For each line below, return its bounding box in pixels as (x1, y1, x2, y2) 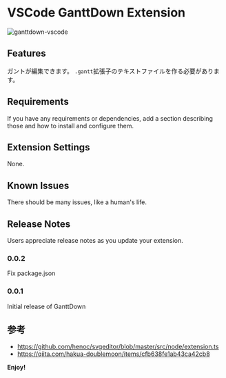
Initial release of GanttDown (7, 302, 86, 310)
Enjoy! (7, 364, 26, 372)
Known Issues (7, 179, 70, 191)
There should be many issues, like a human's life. (7, 198, 147, 206)
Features (7, 48, 46, 59)
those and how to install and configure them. (7, 121, 134, 130)
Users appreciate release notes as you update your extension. (7, 237, 184, 244)
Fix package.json (7, 269, 56, 277)
